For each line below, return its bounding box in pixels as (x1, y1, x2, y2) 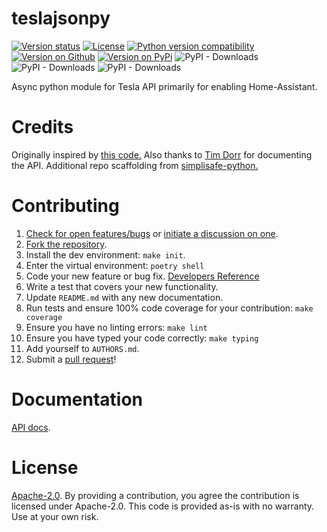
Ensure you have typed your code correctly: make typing (25, 332, 259, 344)
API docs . (11, 421, 51, 433)
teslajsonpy (11, 7, 111, 30)
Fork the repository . (25, 238, 108, 250)
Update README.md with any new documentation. (25, 291, 224, 303)
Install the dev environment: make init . (25, 248, 186, 261)
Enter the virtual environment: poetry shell (25, 259, 205, 271)
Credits (11, 116, 74, 139)
